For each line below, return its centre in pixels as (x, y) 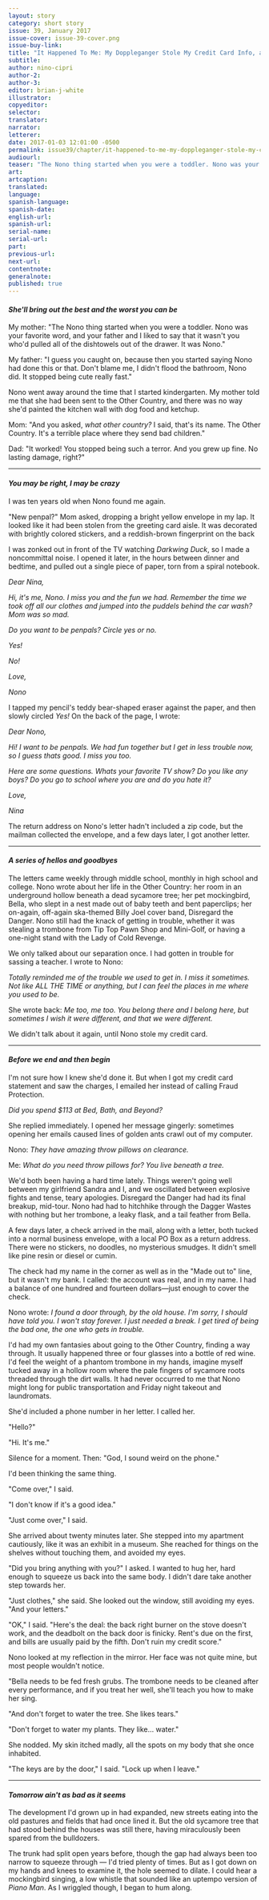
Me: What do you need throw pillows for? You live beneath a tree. (116, 1165)
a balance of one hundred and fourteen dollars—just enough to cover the (129, 1288)
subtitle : (25, 61)
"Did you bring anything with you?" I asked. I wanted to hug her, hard (122, 1568)
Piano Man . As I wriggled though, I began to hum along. (100, 1888)
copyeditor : (28, 105)
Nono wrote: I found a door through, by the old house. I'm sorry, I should (128, 1312)
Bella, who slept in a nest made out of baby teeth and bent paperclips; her (130, 904)
